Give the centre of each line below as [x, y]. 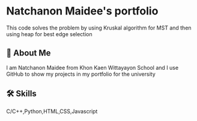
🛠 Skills [22, 94]
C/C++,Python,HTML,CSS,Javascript [52, 111]
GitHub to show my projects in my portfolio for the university [81, 74]
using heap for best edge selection [49, 34]
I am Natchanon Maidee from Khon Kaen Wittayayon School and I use [92, 67]
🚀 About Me [29, 53]
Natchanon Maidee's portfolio [82, 11]
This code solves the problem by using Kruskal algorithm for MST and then [99, 28]
